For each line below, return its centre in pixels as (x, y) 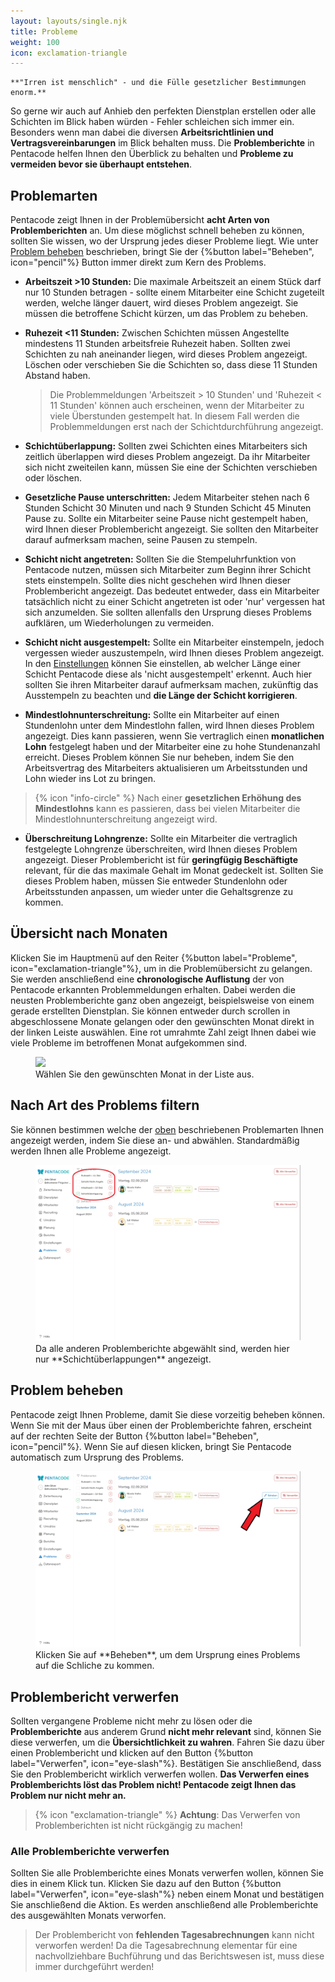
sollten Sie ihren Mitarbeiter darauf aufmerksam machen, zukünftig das (171, 685)
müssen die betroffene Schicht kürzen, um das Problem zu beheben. (166, 314)
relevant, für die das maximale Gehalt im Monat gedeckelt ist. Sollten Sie (174, 871)
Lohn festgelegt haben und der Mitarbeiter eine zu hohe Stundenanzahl (172, 747)
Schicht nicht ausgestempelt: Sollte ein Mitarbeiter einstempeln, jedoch (174, 642)
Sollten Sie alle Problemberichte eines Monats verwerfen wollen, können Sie (167, 1873)
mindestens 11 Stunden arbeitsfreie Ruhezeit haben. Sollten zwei (157, 344)
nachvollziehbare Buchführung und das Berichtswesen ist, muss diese (179, 1956)
